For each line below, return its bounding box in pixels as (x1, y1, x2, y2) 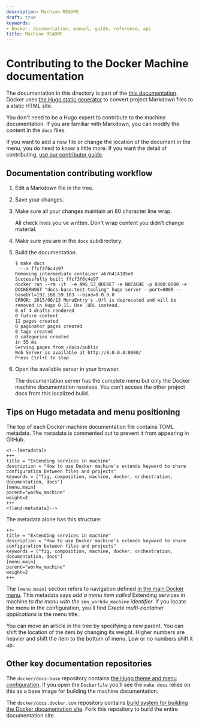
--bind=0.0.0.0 (77, 292, 115, 298)
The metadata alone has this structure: (6, 515, 102, 522)
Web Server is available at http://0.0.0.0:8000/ (14, 349, 142, 356)
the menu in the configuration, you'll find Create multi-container (6, 604, 164, 611)
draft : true (6, 14, 36, 20)
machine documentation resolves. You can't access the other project (14, 383, 186, 390)
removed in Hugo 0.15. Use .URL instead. (14, 302, 120, 308)
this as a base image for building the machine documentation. (6, 687, 159, 695)
